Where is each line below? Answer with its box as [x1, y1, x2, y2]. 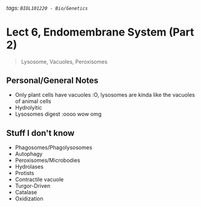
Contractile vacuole [14, 176, 64, 183]
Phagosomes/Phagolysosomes [14, 144, 92, 151]
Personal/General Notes [6, 75, 98, 85]
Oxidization [14, 195, 43, 202]
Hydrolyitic [14, 104, 42, 111]
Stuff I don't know [6, 128, 75, 138]
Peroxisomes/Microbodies [14, 156, 80, 164]
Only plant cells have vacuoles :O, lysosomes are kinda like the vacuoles [14, 91, 195, 99]
